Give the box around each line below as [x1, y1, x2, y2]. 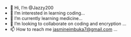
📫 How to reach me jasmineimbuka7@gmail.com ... [10, 26, 117, 32]
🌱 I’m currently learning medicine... [10, 15, 83, 21]
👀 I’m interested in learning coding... [10, 10, 85, 16]
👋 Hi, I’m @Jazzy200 [10, 5, 54, 10]
